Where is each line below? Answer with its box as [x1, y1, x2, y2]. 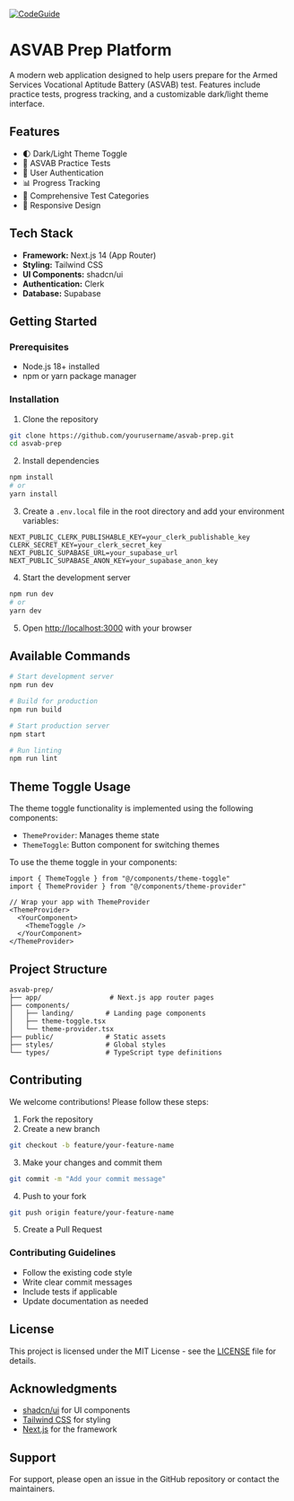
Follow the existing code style [22, 1267, 133, 1277]
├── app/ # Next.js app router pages [9, 993, 215, 1002]
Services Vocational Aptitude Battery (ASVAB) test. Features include [9, 79, 261, 90]
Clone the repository [22, 413, 99, 424]
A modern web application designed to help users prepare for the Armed [9, 69, 278, 80]
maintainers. [9, 1483, 56, 1495]
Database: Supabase [22, 287, 101, 298]
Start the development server [22, 571, 132, 583]
